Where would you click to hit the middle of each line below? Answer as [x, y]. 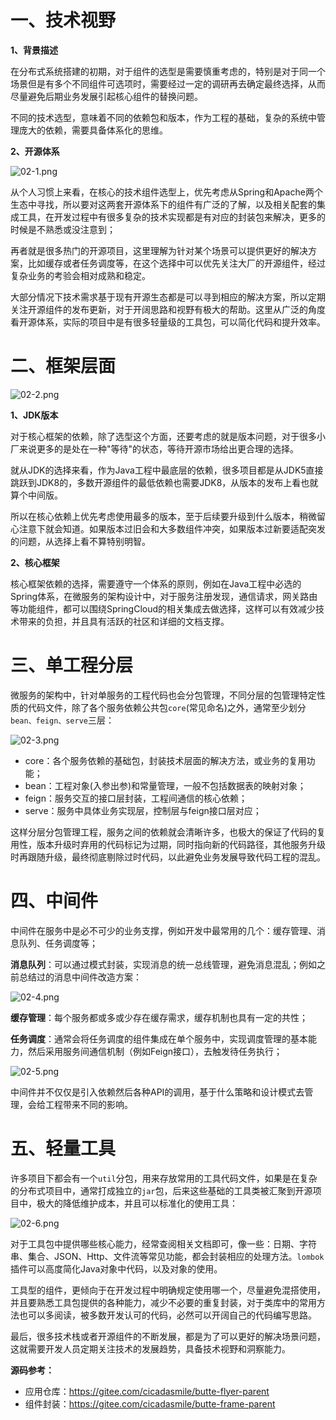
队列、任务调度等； [58, 943]
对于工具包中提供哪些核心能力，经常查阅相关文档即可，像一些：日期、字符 [163, 1243]
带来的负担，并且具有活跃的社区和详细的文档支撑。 [124, 621]
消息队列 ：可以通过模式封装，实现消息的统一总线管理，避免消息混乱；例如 [163, 964]
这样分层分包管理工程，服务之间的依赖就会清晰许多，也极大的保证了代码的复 [168, 832]
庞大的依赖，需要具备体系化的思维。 [93, 130]
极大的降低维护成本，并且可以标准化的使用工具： [137, 1203]
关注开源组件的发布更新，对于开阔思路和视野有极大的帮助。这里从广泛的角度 [168, 309]
